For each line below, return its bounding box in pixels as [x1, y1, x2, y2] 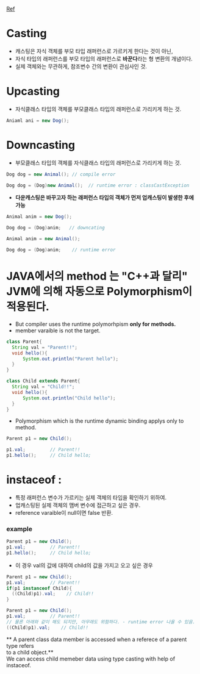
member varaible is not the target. [15, 326, 101, 334]
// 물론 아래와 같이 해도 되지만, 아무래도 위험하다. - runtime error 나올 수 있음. [6, 618, 196, 625]
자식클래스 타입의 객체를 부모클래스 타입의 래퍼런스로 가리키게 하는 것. [15, 105, 182, 112]
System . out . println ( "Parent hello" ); [22, 356, 119, 362]
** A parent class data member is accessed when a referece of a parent [6, 636, 187, 643]
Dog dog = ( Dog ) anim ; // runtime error [6, 247, 116, 253]
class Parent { [6, 339, 43, 345]
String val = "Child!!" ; [12, 384, 75, 390]
